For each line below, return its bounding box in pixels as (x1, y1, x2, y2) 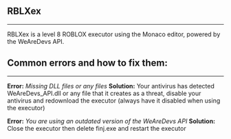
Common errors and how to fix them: (7, 58, 168, 69)
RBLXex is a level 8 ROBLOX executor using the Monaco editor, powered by (7, 30, 221, 38)
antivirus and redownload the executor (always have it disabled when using (7, 96, 221, 105)
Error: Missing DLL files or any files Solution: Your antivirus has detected (7, 81, 214, 90)
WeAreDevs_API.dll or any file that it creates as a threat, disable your (7, 89, 201, 97)
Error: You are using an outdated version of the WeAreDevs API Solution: (7, 116, 216, 125)
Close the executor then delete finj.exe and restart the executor (7, 124, 187, 132)
